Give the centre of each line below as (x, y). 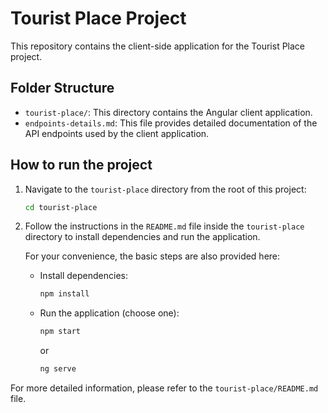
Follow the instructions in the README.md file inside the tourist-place (164, 226)
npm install (64, 294)
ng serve (58, 369)
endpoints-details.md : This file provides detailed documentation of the (171, 123)
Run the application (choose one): (109, 313)
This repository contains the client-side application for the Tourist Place (158, 46)
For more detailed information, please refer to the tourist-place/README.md (164, 388)
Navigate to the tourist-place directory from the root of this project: (165, 189)
